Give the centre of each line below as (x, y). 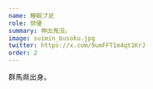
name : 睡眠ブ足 (31, 16)
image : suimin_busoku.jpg (52, 38)
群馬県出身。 (29, 77)
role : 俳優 (25, 23)
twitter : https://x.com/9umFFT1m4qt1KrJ (77, 46)
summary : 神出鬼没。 (39, 30)
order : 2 (23, 53)
